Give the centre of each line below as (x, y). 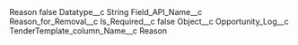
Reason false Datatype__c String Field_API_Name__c (106, 12)
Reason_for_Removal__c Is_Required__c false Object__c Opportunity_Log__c (149, 21)
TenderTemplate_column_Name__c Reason (88, 31)
